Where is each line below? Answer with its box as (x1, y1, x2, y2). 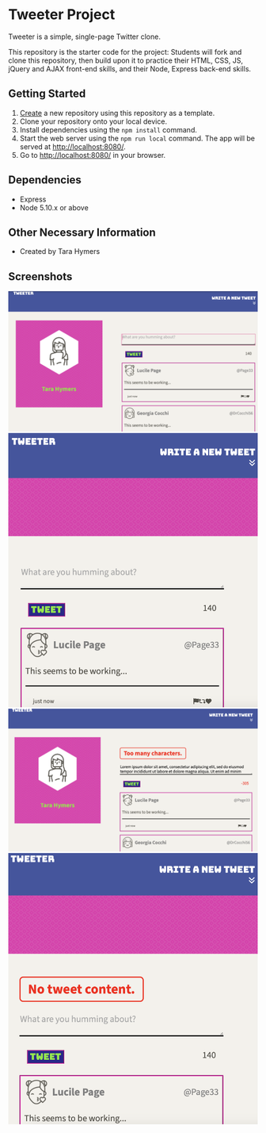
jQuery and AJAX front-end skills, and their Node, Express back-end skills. (8, 63, 252, 73)
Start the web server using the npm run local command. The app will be (19, 133, 256, 143)
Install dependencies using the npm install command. (19, 125, 198, 134)
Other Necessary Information (8, 225, 156, 239)
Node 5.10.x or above (19, 202, 89, 212)
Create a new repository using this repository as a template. (19, 108, 215, 117)
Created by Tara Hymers (19, 247, 101, 256)
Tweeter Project (8, 6, 116, 24)
